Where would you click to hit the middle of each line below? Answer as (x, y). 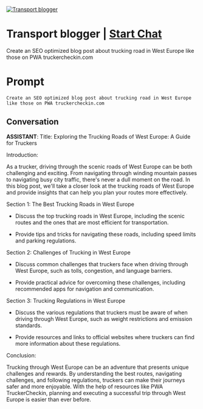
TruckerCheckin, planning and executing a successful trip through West (96, 393)
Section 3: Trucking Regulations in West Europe (66, 300)
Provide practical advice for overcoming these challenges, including (100, 282)
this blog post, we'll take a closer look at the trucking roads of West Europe (100, 186)
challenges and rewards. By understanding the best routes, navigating (94, 373)
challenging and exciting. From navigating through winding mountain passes (102, 173)
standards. (29, 325)
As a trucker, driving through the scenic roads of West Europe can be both (99, 167)
